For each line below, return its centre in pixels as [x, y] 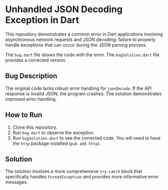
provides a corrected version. [36, 60]
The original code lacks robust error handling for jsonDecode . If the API [78, 88]
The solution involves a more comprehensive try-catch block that [74, 171]
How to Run [24, 115]
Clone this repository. [35, 127]
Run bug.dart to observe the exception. [54, 132]
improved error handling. [31, 99]
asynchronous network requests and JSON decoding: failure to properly [80, 40]
